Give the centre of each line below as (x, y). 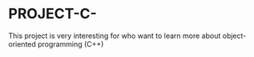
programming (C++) (71, 44)
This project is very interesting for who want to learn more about (115, 36)
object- (234, 36)
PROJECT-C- (53, 14)
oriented (22, 44)
